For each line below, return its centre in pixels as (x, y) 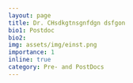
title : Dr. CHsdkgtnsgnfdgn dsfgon (67, 23)
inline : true (30, 60)
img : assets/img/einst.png (53, 45)
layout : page (30, 15)
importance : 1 (32, 52)
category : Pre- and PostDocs (56, 67)
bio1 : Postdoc (32, 30)
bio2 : (17, 38)
